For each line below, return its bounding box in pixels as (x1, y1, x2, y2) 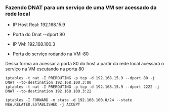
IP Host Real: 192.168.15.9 (12, 22, 65, 28)
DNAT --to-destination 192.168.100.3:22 (5, 89, 92, 94)
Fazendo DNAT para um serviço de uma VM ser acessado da (5, 4, 157, 11)
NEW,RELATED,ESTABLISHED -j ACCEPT (5, 102, 80, 107)
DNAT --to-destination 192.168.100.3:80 (5, 80, 92, 85)
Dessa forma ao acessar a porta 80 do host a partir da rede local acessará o (5, 61, 164, 67)
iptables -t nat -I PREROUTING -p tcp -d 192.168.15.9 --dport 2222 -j (5, 84, 159, 89)
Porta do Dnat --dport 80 (12, 32, 65, 38)
